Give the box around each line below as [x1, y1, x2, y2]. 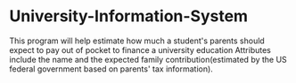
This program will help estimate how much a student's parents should [9, 35, 265, 46]
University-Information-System [9, 6, 248, 26]
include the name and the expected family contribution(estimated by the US [9, 54, 287, 64]
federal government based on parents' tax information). [9, 64, 214, 74]
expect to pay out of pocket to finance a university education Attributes [9, 44, 272, 55]
